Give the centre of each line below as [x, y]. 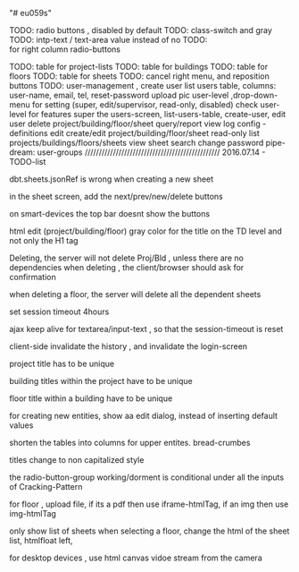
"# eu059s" [30, 13]
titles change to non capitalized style [77, 460]
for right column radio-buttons [65, 49]
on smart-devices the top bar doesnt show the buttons [110, 213]
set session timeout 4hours [59, 312]
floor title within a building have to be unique [91, 398]
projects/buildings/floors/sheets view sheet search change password [137, 143]
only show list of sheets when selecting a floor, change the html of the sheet [149, 531]
